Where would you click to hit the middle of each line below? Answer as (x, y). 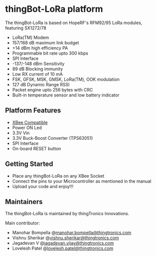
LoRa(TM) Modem (30, 37)
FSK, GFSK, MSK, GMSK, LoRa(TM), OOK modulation (66, 79)
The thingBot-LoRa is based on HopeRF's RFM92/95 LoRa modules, (74, 23)
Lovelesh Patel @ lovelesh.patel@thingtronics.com (63, 248)
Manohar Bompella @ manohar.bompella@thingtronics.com (72, 233)
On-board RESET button (37, 148)
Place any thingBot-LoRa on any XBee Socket (58, 176)
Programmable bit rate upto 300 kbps (50, 53)
